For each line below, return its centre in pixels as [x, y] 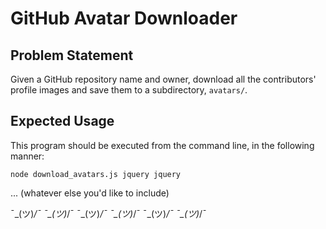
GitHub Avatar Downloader [124, 18]
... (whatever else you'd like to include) [90, 193]
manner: [27, 156]
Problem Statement [72, 55]
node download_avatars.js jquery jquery [96, 174]
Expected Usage [62, 121]
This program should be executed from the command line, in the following [162, 145]
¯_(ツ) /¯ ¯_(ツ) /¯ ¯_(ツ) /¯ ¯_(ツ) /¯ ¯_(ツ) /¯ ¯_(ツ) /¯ [108, 213]
